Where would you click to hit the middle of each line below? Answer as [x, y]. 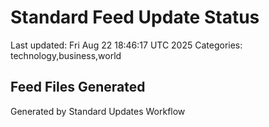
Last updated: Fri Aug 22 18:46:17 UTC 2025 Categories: [126, 45]
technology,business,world [66, 55]
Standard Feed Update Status [135, 17]
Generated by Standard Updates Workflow [98, 111]
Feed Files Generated [78, 87]
